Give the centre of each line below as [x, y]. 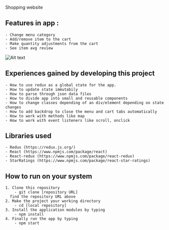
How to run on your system [49, 176]
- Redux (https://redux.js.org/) [40, 148]
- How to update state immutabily [42, 89]
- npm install [29, 214]
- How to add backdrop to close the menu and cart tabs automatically [81, 111]
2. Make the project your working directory [53, 201]
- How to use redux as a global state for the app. [61, 85]
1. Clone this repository [32, 188]
